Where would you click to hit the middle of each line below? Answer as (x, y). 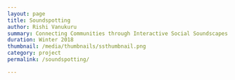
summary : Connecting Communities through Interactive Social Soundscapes (118, 33)
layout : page (26, 14)
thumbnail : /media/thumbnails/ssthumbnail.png (77, 46)
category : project (34, 53)
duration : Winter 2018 (40, 40)
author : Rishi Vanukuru (42, 27)
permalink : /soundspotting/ (49, 60)
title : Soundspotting (39, 20)
